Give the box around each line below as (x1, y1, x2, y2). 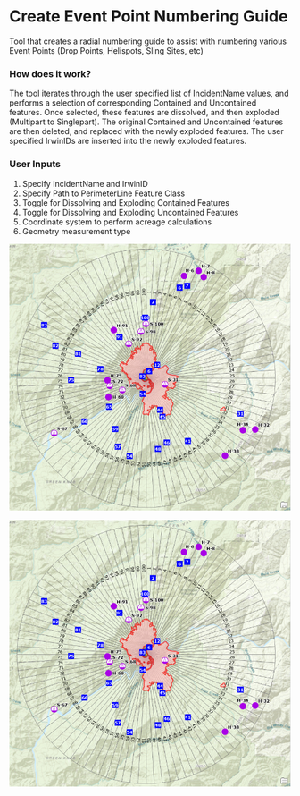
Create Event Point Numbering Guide (9, 6, 288, 27)
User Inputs (9, 158, 61, 171)
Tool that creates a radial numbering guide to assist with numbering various (9, 36, 287, 47)
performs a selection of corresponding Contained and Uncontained (9, 97, 257, 108)
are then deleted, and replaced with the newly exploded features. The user (9, 126, 284, 137)
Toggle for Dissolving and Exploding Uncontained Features (21, 207, 239, 217)
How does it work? (9, 67, 92, 80)
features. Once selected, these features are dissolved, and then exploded (9, 107, 279, 118)
